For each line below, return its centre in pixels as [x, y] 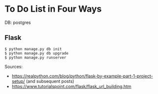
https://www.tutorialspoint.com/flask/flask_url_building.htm [71, 86]
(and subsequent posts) [50, 81]
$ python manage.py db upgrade [37, 53]
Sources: [14, 66]
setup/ [18, 81]
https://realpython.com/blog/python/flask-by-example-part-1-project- [82, 76]
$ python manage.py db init [33, 49]
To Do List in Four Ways [53, 9]
